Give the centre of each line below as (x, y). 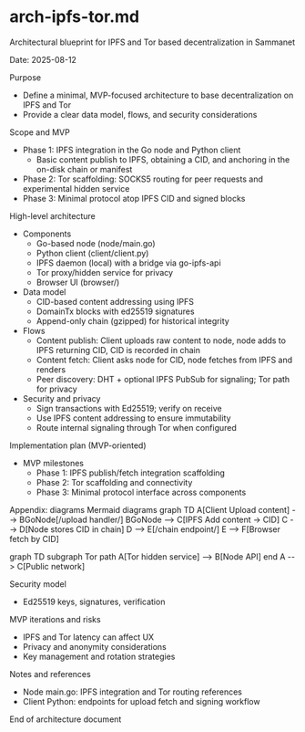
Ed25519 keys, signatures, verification (94, 601)
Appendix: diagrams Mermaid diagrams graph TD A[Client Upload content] (150, 509)
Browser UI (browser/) (78, 282)
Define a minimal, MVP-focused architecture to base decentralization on (158, 95)
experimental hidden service (76, 188)
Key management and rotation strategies (99, 656)
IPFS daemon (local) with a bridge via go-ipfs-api (128, 263)
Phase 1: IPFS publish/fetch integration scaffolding (131, 473)
